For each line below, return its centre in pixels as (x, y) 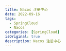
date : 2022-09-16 (23, 14)
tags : (10, 18)
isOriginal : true (23, 37)
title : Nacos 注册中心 (26, 9)
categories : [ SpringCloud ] (32, 32)
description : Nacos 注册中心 (33, 41)
